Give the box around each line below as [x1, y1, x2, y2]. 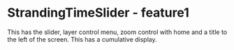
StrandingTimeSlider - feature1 [7, 5, 190, 21]
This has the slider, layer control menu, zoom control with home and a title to [7, 28, 228, 36]
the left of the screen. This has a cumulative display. [7, 35, 157, 43]
